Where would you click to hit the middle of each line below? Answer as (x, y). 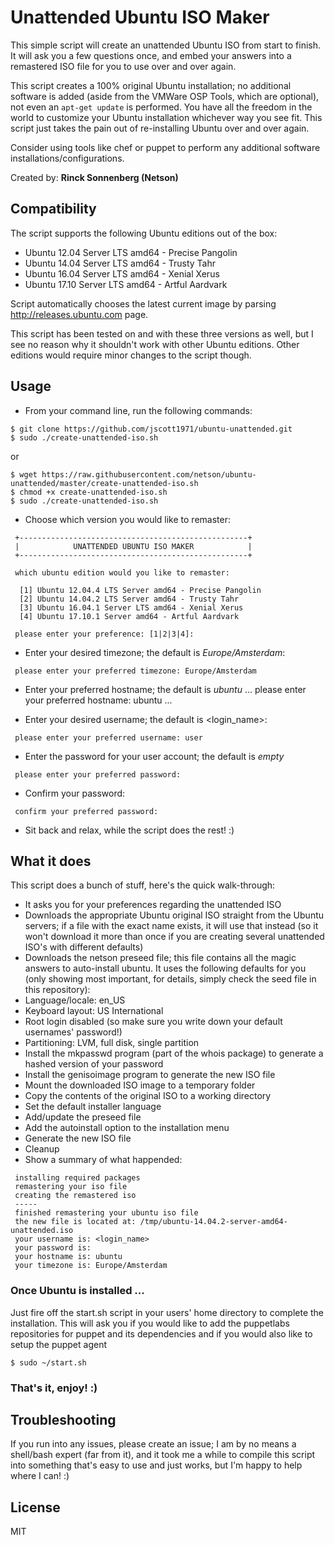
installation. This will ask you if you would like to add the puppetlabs (150, 1323)
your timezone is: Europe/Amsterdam (91, 1266)
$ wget (24, 474)
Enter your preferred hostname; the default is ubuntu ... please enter (165, 689)
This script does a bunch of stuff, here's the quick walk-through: (143, 885)
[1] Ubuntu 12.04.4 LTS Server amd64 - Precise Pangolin (140, 590)
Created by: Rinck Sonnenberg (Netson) (94, 177)
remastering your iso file (71, 1187)
